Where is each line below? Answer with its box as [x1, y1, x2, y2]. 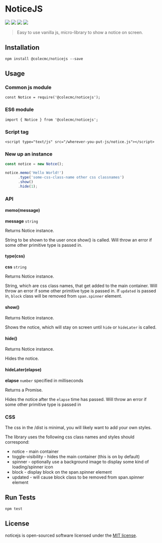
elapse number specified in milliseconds [5, 377, 84, 383]
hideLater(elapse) [5, 367, 42, 373]
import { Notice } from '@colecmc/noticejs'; [5, 117, 98, 122]
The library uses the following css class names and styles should [5, 434, 134, 440]
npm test [5, 506, 23, 511]
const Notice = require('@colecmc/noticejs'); [5, 95, 101, 100]
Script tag [5, 128, 29, 135]
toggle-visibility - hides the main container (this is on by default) [12, 453, 140, 459]
